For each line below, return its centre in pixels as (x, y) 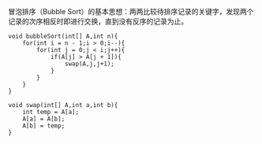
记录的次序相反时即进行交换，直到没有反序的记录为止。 (98, 21)
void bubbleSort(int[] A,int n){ (63, 36)
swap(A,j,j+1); (89, 64)
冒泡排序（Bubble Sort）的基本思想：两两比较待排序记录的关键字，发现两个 (131, 11)
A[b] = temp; (44, 126)
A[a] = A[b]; (44, 119)
